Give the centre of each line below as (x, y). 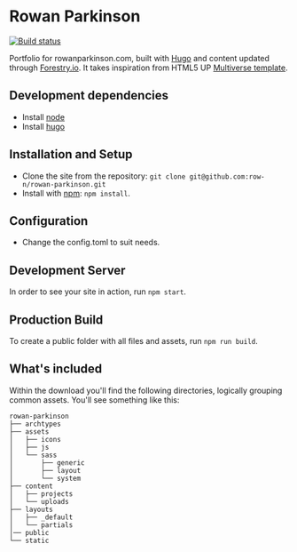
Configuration (49, 221)
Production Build (56, 320)
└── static (29, 540)
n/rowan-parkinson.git (64, 184)
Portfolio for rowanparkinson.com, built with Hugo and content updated (140, 58)
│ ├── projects (41, 494)
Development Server (67, 270)
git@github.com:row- (227, 176)
